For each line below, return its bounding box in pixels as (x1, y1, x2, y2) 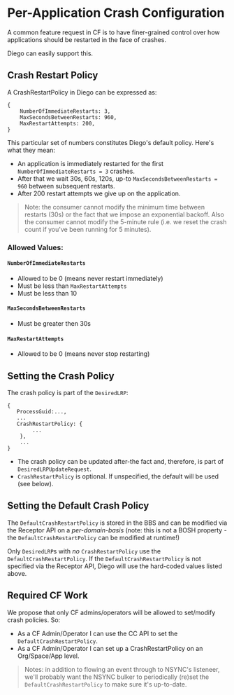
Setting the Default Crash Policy (7, 500, 149, 512)
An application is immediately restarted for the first (17, 159, 164, 167)
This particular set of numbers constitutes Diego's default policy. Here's (7, 138, 214, 146)
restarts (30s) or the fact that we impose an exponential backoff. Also (24, 210, 225, 219)
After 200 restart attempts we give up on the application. (17, 189, 181, 198)
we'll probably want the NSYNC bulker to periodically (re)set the (24, 673, 210, 681)
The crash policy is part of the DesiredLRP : (7, 389, 129, 397)
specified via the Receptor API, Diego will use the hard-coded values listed (7, 562, 222, 570)
